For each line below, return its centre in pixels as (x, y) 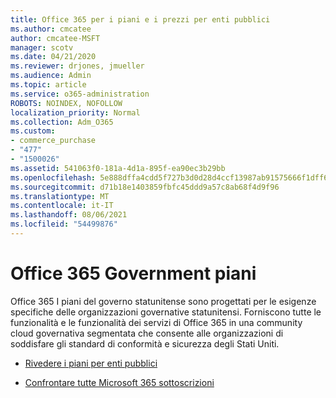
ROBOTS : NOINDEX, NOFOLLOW (66, 103)
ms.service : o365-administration (80, 94)
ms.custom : (33, 131)
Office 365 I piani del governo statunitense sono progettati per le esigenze (163, 301)
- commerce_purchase (53, 141)
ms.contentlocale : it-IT (62, 206)
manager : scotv (42, 47)
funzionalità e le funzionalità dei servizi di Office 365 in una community (156, 322)
